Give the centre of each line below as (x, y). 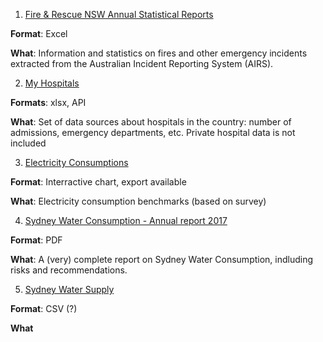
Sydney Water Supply (69, 289)
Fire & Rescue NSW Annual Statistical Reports (119, 14)
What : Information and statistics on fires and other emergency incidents (159, 53)
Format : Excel (39, 33)
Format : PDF (36, 240)
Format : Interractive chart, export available (98, 182)
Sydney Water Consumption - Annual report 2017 (126, 220)
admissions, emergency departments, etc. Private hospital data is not (153, 132)
